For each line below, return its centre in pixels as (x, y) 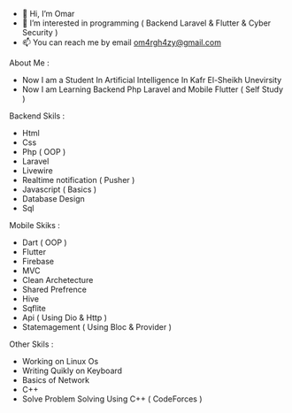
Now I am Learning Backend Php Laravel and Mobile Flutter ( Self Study (153, 89)
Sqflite (34, 308)
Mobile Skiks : (35, 225)
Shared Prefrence (54, 289)
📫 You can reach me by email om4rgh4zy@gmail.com (121, 42)
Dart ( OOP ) (45, 242)
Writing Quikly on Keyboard (72, 371)
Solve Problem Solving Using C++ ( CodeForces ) (112, 399)
